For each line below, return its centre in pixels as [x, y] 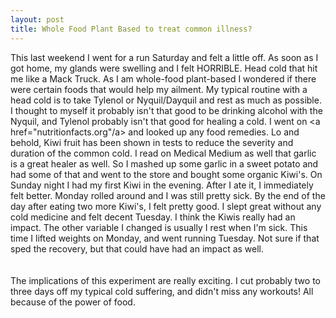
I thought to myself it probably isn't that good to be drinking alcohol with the [166, 110]
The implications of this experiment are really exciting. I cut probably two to [165, 280]
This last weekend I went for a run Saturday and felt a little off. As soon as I [164, 57]
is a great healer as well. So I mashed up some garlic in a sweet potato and [164, 163]
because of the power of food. [73, 302]
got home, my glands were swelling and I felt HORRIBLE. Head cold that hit [164, 68]
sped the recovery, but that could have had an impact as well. [137, 248]
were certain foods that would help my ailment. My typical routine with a [159, 89]
